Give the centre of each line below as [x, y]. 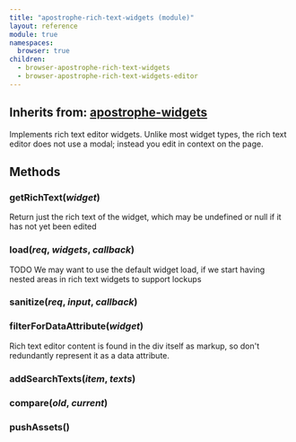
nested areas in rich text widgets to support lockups [105, 278]
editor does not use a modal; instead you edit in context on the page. [136, 144]
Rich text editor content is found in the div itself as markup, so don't [135, 346]
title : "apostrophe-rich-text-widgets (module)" [102, 18]
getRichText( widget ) [55, 197]
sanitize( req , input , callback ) [74, 302]
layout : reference [44, 26]
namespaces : [31, 43]
